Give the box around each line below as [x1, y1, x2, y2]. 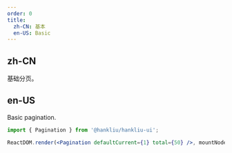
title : [7, 17, 26, 24]
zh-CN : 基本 [13, 23, 46, 30]
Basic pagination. [7, 113, 57, 121]
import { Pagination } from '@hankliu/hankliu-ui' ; [7, 126, 159, 134]
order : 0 [7, 10, 32, 17]
